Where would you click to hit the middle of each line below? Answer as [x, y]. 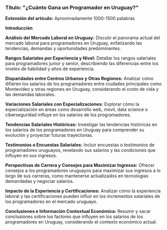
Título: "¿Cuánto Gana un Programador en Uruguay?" [72, 8]
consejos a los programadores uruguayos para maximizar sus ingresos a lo [83, 171]
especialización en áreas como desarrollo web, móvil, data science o [77, 110]
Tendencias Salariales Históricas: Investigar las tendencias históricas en [81, 125]
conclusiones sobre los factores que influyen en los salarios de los [74, 216]
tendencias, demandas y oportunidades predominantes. [63, 49]
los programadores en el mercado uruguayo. [52, 201]
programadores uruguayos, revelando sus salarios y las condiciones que [80, 150]
